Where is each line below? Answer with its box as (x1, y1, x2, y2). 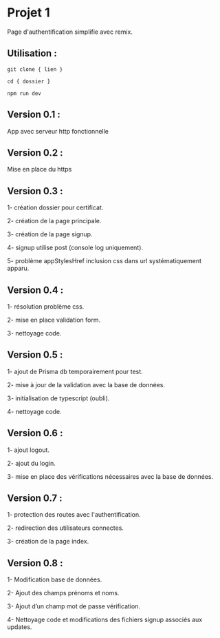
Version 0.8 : (7, 557, 63, 569)
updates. (7, 623, 32, 631)
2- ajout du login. (7, 459, 56, 467)
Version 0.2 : (7, 147, 63, 158)
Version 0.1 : (7, 109, 60, 121)
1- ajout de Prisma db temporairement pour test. (7, 367, 143, 375)
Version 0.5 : (7, 349, 63, 361)
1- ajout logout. (7, 446, 50, 454)
